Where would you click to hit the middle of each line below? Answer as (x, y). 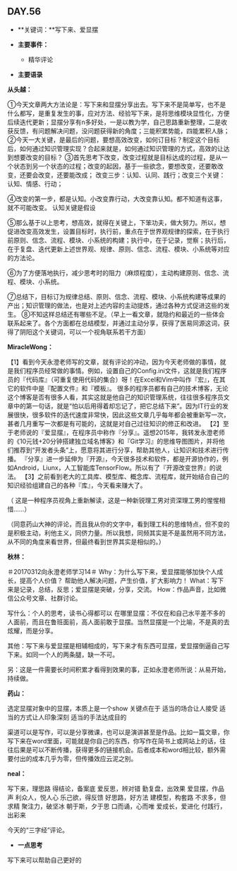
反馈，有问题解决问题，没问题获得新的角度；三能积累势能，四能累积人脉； (121, 130)
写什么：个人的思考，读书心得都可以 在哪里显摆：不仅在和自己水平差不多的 (116, 613)
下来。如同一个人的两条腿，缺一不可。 (63, 654)
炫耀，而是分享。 (32, 631)
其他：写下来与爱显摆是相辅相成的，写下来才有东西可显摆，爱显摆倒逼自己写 (119, 645)
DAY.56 (24, 12)
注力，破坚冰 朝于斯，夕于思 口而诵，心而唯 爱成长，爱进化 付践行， (127, 806)
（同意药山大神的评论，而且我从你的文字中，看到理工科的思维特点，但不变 (115, 524)
